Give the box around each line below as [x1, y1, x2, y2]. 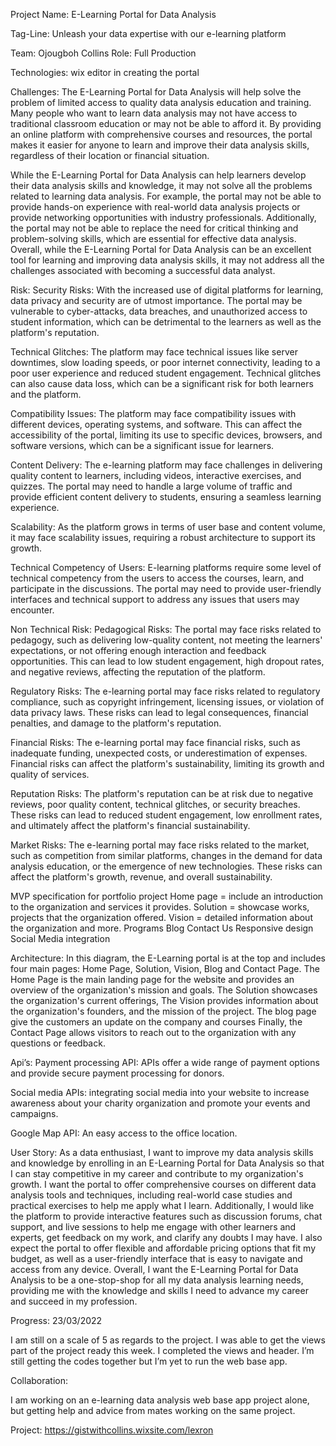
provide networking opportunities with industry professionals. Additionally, [10, 212, 317, 223]
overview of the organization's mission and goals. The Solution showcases [10, 984, 318, 996]
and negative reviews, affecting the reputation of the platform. [10, 666, 266, 678]
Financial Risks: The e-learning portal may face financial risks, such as [10, 737, 301, 748]
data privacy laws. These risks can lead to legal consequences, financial [10, 707, 309, 718]
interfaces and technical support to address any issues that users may [10, 594, 300, 605]
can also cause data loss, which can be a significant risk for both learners [10, 378, 314, 389]
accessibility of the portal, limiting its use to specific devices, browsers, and [10, 429, 323, 441]
